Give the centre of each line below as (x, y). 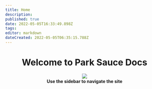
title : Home (18, 10)
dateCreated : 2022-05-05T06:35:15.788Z (47, 38)
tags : (11, 28)
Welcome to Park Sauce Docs (85, 62)
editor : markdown (23, 33)
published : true (22, 19)
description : (19, 14)
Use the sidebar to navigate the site (85, 81)
